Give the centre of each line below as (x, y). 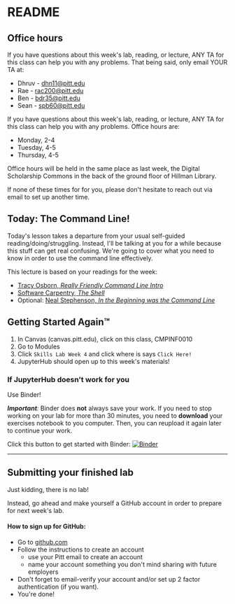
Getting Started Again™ (59, 322)
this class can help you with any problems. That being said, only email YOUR (117, 62)
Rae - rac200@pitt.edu (50, 91)
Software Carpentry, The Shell (61, 293)
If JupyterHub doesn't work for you (68, 379)
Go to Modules (39, 346)
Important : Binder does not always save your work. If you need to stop (109, 408)
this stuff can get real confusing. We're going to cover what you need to (111, 251)
